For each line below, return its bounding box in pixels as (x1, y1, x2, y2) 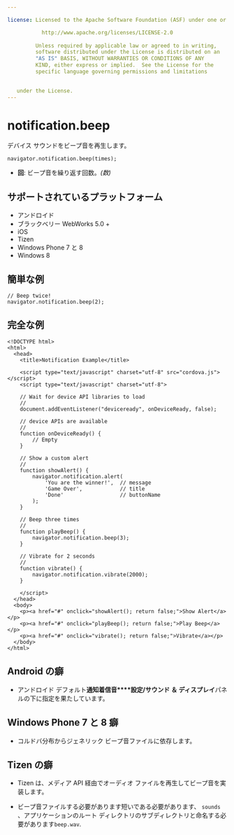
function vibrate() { (20, 565, 82, 572)
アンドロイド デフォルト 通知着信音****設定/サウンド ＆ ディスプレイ (17, 685, 215, 693)
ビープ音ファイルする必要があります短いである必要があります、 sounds (17, 803, 221, 811)
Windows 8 (17, 251, 50, 260)
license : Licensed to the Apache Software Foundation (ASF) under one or (7, 16, 227, 23)
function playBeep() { (20, 528, 86, 535)
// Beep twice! (7, 292, 52, 300)
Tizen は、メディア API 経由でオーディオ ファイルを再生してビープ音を (17, 779, 221, 787)
